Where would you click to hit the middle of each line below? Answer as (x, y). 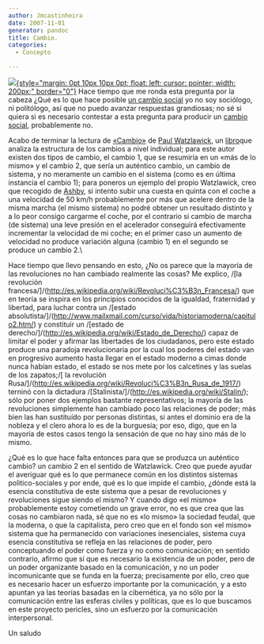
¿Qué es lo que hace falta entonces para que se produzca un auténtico (124, 458)
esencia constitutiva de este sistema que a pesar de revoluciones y (117, 491)
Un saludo (25, 633)
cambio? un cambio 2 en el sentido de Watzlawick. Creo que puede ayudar (130, 466)
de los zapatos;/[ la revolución (57, 375)
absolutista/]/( (31, 316)
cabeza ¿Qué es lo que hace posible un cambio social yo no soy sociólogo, (130, 100)
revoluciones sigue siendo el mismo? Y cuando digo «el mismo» (113, 500)
